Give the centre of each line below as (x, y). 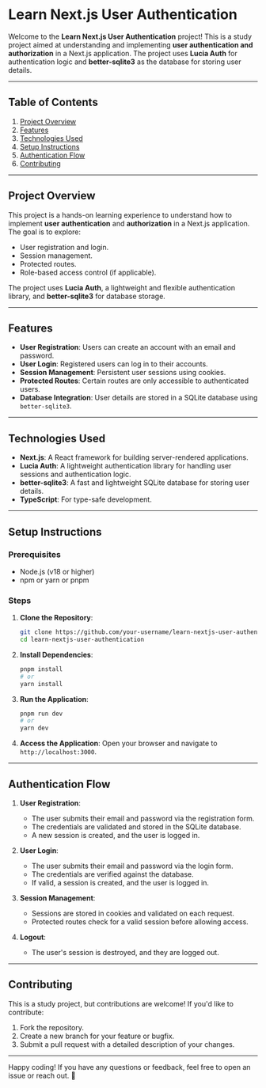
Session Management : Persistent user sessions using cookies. (123, 373)
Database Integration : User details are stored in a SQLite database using (139, 398)
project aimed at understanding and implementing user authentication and (131, 44)
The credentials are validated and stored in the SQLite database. (136, 826)
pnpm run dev (41, 714)
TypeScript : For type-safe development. (85, 499)
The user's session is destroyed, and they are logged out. (125, 952)
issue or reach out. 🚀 (42, 1075)
